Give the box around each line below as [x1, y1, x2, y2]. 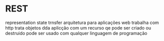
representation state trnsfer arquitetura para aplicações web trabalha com [5, 19, 159, 25]
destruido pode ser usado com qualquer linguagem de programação [5, 30, 147, 36]
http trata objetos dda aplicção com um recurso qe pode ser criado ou [5, 24, 151, 30]
